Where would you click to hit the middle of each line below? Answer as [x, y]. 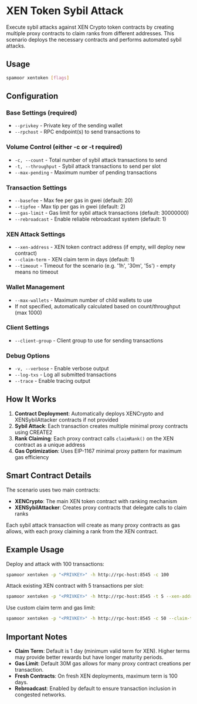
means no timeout [36, 272]
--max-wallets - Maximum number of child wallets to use [83, 300]
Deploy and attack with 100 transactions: [55, 564]
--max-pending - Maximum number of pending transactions [86, 172]
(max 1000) [28, 312]
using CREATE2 [33, 432]
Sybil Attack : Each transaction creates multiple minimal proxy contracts [101, 426]
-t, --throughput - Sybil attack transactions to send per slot [88, 166]
